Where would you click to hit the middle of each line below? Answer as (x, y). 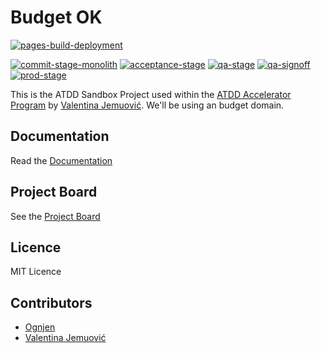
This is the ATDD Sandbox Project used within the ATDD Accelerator (151, 94)
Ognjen (40, 327)
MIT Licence (36, 272)
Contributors (51, 302)
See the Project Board (55, 216)
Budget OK (56, 17)
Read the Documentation (61, 160)
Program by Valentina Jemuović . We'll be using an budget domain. (147, 105)
